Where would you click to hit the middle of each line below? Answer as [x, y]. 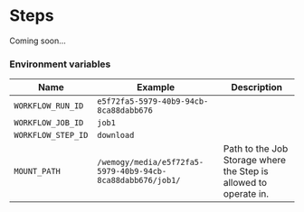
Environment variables [60, 64]
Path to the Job [256, 149]
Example [156, 88]
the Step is [246, 171]
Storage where [255, 161]
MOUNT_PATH [37, 171]
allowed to [245, 183]
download [115, 135]
